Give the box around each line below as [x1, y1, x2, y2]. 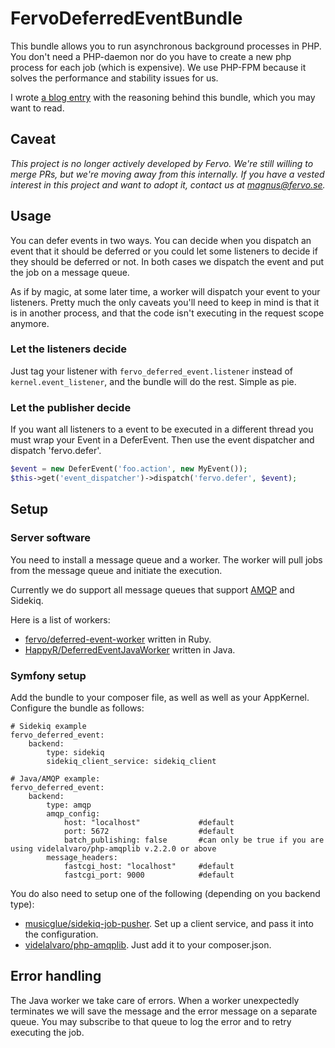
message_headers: [46, 852, 118, 862]
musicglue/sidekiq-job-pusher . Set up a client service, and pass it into [24, 917, 314, 929]
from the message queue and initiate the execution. [10, 564, 223, 576]
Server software [10, 531, 91, 545]
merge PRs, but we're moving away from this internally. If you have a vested [10, 168, 325, 180]
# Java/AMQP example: [10, 773, 101, 784]
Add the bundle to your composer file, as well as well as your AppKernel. [10, 691, 310, 703]
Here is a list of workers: [10, 613, 111, 626]
